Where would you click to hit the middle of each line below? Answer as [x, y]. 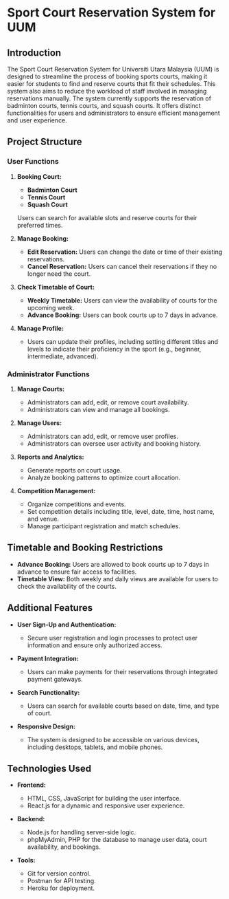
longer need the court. [59, 274]
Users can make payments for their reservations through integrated [122, 671]
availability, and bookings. [64, 847]
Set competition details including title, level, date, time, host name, [121, 511]
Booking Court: [39, 176]
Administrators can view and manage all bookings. [98, 409]
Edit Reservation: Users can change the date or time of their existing [125, 252]
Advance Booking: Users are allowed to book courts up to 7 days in [113, 564]
